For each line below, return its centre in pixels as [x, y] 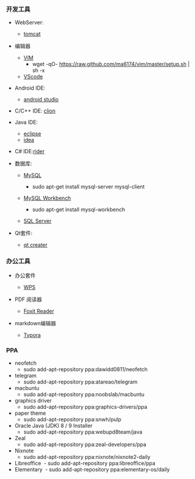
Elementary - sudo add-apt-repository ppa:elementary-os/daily [92, 469]
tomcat [32, 34]
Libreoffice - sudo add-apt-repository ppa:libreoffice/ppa [85, 463]
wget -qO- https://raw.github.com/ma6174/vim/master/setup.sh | [111, 64]
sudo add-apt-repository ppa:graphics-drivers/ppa [85, 407]
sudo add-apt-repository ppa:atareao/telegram [80, 382]
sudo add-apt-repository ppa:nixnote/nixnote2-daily [87, 457]
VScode [33, 77]
